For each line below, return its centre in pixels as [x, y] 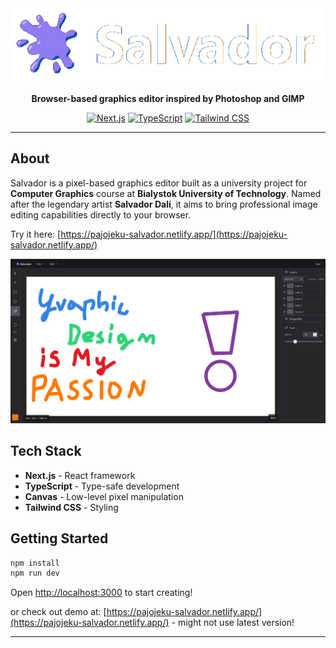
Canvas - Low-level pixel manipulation [104, 496]
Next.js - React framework [80, 475]
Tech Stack [46, 451]
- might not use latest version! [233, 623]
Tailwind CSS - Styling [71, 507]
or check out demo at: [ [58, 612]
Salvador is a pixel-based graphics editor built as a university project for [159, 183]
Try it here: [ [36, 234]
